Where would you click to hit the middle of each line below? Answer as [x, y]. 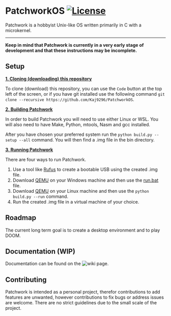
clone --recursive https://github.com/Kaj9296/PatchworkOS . [70, 99]
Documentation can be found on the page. [57, 264]
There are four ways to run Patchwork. [46, 159]
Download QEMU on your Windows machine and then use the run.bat [85, 180]
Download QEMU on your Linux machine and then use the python [81, 191]
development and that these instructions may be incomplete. [71, 50]
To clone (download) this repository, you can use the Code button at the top [84, 89]
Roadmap [21, 218]
